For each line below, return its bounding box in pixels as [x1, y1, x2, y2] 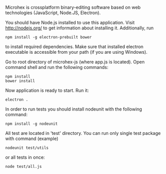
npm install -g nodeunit [5, 121, 58, 126]
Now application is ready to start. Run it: [5, 87, 89, 93]
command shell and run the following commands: [5, 64, 109, 70]
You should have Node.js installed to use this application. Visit [5, 20, 135, 25]
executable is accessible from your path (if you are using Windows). [5, 49, 148, 55]
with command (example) [5, 135, 58, 142]
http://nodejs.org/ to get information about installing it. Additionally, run [5, 25, 154, 31]
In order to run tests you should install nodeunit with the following [5, 106, 142, 112]
